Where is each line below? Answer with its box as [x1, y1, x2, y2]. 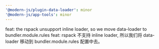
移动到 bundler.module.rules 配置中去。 [19, 38, 103, 44]
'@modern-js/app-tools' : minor [5, 12, 72, 17]
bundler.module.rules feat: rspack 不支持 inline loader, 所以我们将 [5, 32, 143, 38]
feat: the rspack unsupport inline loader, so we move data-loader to [5, 26, 147, 32]
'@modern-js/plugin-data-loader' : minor [5, 7, 93, 13]
